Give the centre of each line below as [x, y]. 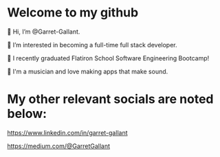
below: [27, 114]
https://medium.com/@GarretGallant [59, 146]
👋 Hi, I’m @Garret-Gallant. [44, 32]
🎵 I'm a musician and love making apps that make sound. [88, 71]
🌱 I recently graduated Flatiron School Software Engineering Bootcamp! [108, 58]
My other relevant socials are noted [111, 99]
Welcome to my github [73, 13]
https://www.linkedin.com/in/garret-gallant [67, 132]
